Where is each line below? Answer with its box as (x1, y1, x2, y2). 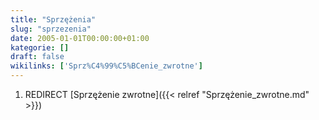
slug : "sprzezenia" (10, 24, 92, 34)
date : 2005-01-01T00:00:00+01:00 (10, 33, 150, 43)
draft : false (10, 52, 65, 62)
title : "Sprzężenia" (10, 14, 97, 25)
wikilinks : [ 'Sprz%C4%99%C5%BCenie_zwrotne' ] (10, 61, 203, 71)
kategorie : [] (10, 42, 70, 53)
